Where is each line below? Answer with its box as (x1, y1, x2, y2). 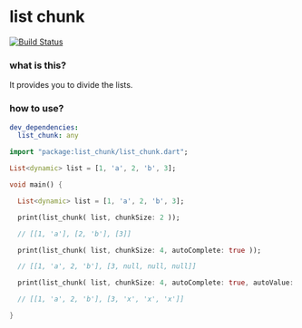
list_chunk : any (17, 131, 79, 140)
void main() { (9, 180, 63, 189)
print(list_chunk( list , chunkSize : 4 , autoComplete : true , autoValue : (17, 278, 295, 287)
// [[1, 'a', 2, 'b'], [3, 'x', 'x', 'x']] (17, 294, 184, 304)
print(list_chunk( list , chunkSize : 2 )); (17, 213, 180, 222)
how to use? (9, 102, 64, 115)
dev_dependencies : (9, 122, 79, 132)
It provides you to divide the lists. (9, 80, 133, 91)
